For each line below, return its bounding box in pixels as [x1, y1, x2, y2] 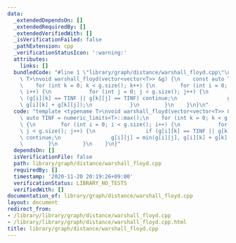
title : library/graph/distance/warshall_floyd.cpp [7, 225, 159, 232]
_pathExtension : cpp [13, 43, 74, 50]
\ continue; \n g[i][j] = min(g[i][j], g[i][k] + [20, 134, 212, 141]
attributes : [13, 56, 49, 63]
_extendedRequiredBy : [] [13, 23, 86, 30]
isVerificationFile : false [13, 153, 93, 161]
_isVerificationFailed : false [13, 36, 102, 43]
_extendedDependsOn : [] [13, 17, 83, 24]
